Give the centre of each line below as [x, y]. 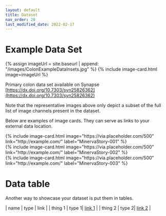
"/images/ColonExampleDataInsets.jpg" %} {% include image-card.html [81, 69]
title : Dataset [22, 15]
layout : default [23, 10]
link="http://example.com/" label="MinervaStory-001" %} [66, 142]
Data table [28, 184]
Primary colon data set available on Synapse [52, 84]
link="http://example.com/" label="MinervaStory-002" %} [67, 153]
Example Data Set [44, 50]
